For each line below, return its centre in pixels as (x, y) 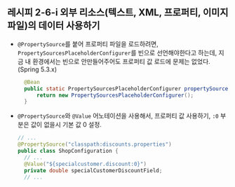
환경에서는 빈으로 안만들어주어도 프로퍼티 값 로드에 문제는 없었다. (121, 61)
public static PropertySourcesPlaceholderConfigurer (103, 89)
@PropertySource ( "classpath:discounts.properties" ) (94, 145)
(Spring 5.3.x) (37, 69)
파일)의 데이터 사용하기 (54, 26)
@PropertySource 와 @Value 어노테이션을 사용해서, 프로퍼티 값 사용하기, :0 (118, 116)
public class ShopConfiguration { (68, 151)
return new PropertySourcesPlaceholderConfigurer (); (115, 95)
